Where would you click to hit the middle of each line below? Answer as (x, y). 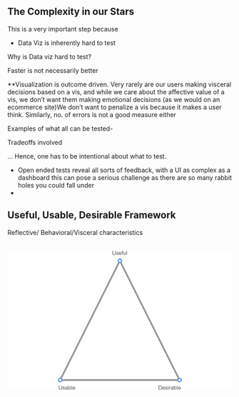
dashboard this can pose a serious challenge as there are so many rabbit (125, 177)
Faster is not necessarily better (53, 70)
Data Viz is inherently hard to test (67, 43)
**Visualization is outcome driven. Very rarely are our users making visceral (119, 84)
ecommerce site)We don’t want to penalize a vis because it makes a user (115, 107)
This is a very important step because (63, 29)
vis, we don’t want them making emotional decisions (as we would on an (114, 99)
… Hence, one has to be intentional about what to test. (87, 156)
